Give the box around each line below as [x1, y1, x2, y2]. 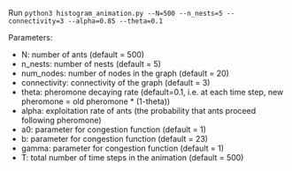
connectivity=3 [8, 17, 65, 26]
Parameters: [8, 33, 53, 42]
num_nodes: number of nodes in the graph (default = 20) [20, 68, 229, 78]
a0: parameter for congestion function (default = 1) [20, 124, 207, 135]
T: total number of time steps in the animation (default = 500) [20, 152, 244, 162]
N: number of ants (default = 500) [20, 49, 145, 60]
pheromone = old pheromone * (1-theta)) [20, 96, 171, 107]
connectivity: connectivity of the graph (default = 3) [20, 78, 211, 87]
